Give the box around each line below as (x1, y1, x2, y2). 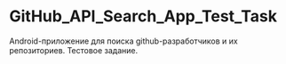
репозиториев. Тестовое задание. (9, 44, 139, 55)
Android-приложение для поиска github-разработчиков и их (9, 36, 238, 46)
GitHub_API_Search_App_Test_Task (9, 6, 278, 27)
